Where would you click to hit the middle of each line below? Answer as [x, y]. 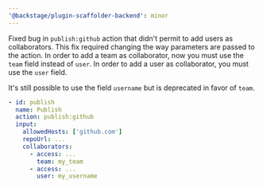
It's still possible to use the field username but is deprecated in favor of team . [132, 88]
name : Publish [39, 110]
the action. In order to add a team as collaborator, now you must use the [126, 55]
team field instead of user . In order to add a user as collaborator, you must [128, 64]
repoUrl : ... [44, 139]
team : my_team [60, 161]
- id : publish [32, 102]
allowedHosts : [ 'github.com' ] [73, 132]
